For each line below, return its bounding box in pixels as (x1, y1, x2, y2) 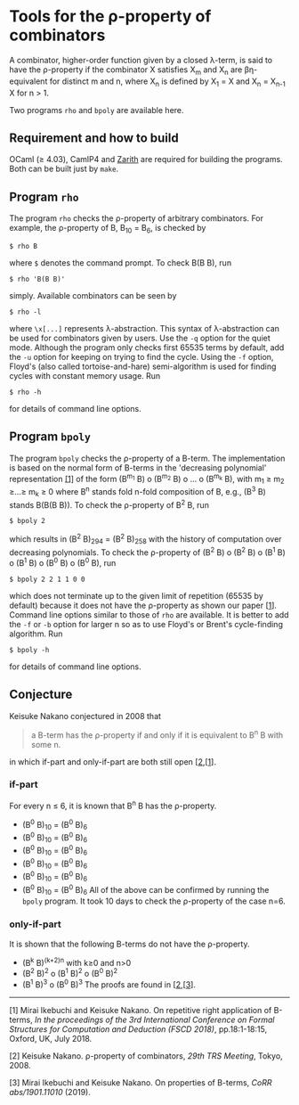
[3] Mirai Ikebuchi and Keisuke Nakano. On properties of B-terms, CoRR (9, 1076, 272, 1088)
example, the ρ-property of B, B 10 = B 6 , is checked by (9, 223, 206, 235)
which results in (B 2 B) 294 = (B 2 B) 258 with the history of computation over (9, 532, 282, 546)
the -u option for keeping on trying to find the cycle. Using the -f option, (9, 351, 274, 362)
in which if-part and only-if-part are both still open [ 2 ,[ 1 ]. (9, 756, 216, 767)
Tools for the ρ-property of (9, 6, 212, 27)
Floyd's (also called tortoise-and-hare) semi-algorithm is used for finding (9, 361, 277, 372)
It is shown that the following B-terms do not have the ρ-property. (9, 938, 250, 949)
